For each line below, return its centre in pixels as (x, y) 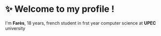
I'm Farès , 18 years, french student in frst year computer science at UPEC (81, 23)
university (15, 28)
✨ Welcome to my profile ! (60, 9)
